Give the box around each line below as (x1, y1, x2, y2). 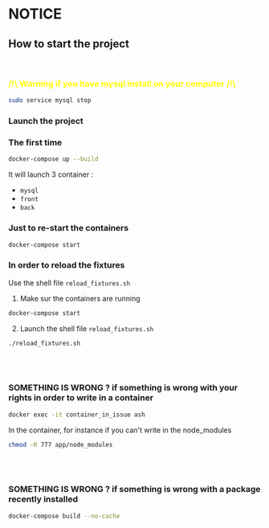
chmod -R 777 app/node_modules (8, 440, 113, 448)
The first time (8, 137, 63, 149)
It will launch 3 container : (8, 170, 94, 179)
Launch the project (8, 116, 84, 127)
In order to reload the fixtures (8, 260, 125, 271)
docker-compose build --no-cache (8, 512, 120, 520)
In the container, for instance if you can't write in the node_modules (8, 425, 232, 435)
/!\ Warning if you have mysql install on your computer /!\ (8, 78, 236, 89)
